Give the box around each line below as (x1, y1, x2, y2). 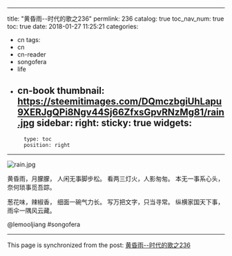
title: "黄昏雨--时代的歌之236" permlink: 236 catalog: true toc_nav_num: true (7, 14, 224, 23)
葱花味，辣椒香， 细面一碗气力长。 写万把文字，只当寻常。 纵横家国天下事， (7, 197, 224, 206)
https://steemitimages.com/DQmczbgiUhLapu (17, 96, 222, 108)
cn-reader (17, 50, 46, 59)
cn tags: (17, 36, 41, 43)
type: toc (23, 135, 52, 142)
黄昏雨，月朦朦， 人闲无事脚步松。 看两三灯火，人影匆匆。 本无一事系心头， (7, 174, 224, 183)
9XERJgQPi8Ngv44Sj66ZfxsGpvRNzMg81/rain (17, 106, 224, 118)
